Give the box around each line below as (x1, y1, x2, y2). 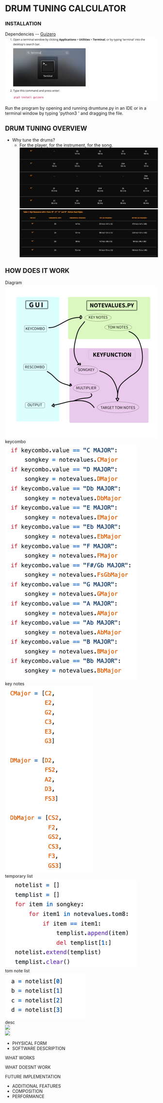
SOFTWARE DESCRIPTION (12, 1045, 65, 1051)
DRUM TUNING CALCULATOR (5, 3, 126, 14)
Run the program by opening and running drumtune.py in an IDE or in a (5, 105, 147, 111)
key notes (5, 681, 25, 686)
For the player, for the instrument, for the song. (19, 142, 113, 148)
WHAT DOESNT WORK (5, 1064, 51, 1070)
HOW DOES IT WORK (5, 267, 70, 275)
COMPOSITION (12, 1088, 43, 1094)
